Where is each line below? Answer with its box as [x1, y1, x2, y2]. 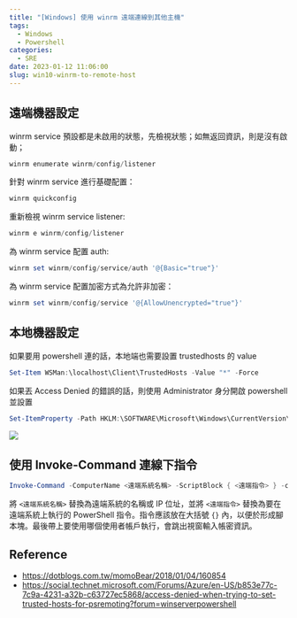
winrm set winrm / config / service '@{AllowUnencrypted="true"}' [9, 298, 243, 308]
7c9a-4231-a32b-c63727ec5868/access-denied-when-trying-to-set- [21, 590, 277, 599]
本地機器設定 [9, 325, 80, 341]
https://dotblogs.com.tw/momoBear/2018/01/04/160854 [21, 570, 227, 581]
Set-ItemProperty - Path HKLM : [9, 413, 121, 423]
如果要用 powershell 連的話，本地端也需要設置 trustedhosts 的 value [9, 351, 257, 361]
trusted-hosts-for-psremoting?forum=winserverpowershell [21, 599, 237, 609]
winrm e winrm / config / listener [9, 229, 125, 238]
